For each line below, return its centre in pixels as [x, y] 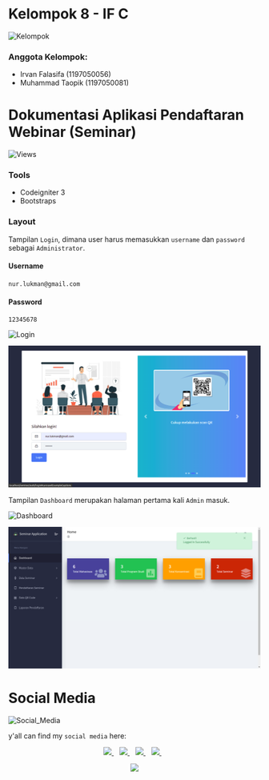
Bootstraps [38, 201]
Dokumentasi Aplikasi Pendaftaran [126, 115]
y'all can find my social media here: [67, 736]
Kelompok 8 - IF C [68, 14]
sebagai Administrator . [47, 247]
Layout [22, 222]
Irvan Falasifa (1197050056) [65, 74]
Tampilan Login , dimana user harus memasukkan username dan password [127, 239]
